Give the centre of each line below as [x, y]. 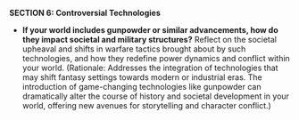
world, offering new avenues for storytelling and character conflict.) [147, 105]
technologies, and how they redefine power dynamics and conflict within [156, 58]
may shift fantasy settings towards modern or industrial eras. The [142, 77]
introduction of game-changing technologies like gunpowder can [141, 87]
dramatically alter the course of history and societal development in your [156, 96]
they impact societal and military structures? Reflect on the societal [149, 40]
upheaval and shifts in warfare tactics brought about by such [134, 49]
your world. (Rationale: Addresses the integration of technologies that [150, 68]
